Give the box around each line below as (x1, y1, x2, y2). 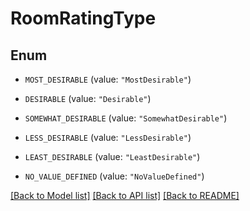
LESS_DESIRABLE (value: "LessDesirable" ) (24, 132, 192, 143)
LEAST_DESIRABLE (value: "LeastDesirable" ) (24, 151, 201, 162)
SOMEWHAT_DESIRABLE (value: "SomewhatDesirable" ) (24, 112, 228, 124)
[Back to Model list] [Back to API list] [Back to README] (10, 190, 240, 201)
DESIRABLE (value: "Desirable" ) (24, 93, 152, 104)
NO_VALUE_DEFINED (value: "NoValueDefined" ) (24, 170, 205, 182)
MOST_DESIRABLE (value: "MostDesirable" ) (24, 73, 192, 85)
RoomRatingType (10, 7, 157, 30)
